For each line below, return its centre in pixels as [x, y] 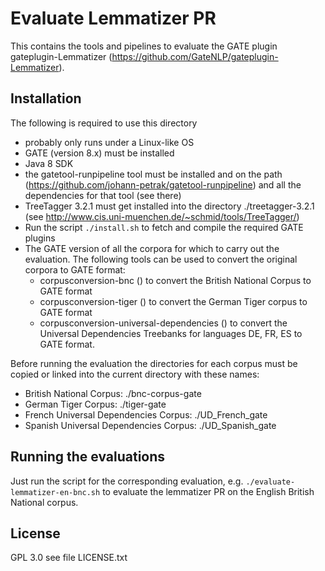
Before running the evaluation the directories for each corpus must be [154, 363]
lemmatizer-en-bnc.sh [55, 492]
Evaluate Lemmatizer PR [113, 18]
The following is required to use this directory [104, 123]
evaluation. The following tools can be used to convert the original [161, 259]
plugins [40, 238]
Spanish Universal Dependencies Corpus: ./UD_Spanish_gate [150, 425]
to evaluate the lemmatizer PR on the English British [208, 491]
